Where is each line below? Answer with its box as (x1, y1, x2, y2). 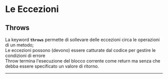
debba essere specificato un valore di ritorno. (5, 63, 99, 69)
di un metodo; (5, 42, 34, 48)
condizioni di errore (5, 52, 45, 58)
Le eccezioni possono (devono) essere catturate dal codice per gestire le (5, 47, 156, 53)
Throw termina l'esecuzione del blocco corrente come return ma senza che (5, 58, 160, 63)
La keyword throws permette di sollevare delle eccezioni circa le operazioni (5, 36, 160, 42)
